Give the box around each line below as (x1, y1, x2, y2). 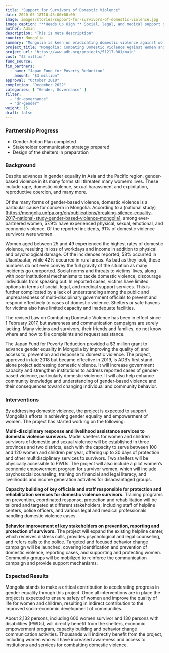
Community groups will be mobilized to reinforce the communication (5, 555, 147, 561)
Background (5, 162, 36, 169)
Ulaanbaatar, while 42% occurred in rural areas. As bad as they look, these (5, 257, 161, 263)
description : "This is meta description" (5, 31, 94, 36)
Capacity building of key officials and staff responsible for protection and (5, 486, 162, 492)
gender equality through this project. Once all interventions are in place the (5, 590, 161, 596)
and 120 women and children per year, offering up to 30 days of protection (5, 449, 160, 455)
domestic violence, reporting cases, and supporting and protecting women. (5, 549, 162, 555)
